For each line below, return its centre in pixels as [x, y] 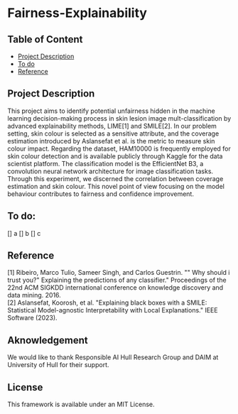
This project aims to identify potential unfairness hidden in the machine [111, 111]
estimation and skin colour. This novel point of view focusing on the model [116, 186]
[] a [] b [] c [24, 233]
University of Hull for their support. [58, 365]
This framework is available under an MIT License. [81, 404]
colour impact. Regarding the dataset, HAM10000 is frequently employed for [119, 148]
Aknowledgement [48, 340]
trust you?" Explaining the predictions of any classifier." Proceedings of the [117, 280]
